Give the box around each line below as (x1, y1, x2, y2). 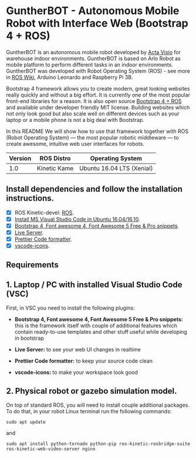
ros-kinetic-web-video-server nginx (6, 446, 96, 452)
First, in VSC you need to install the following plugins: (6, 304, 135, 311)
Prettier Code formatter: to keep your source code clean (14, 357, 153, 364)
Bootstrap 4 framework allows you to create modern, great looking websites (6, 85, 190, 92)
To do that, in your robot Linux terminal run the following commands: (6, 408, 172, 415)
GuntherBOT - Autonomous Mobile (6, 4, 180, 18)
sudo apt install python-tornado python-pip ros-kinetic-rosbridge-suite (6, 441, 191, 447)
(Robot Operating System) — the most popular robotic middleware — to (6, 134, 179, 141)
